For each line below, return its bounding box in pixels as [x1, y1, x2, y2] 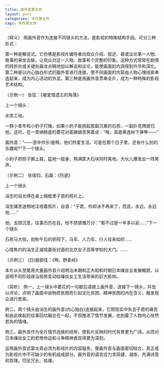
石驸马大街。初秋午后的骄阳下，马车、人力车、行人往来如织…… [5, 236, 133, 242]
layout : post [5, 12, 32, 17]
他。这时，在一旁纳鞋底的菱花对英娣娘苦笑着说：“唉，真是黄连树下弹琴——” [5, 129, 159, 135]
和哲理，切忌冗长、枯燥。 [5, 358, 57, 364]
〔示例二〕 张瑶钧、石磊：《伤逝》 [5, 173, 73, 178]
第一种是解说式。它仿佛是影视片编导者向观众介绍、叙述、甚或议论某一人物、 [5, 51, 159, 57]
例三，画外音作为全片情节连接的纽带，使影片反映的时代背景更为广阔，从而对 [5, 329, 159, 335]
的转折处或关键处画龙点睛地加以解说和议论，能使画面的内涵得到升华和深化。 [5, 63, 159, 69]
